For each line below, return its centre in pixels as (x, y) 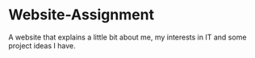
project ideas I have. (42, 45)
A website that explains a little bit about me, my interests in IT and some (127, 37)
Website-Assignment (82, 15)
